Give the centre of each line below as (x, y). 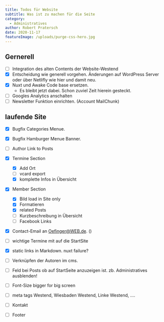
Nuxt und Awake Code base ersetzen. (50, 85)
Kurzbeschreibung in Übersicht (51, 215)
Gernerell (20, 57)
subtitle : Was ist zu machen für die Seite (50, 14)
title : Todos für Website (31, 10)
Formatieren (32, 205)
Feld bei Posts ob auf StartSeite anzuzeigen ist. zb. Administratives (80, 270)
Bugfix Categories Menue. (38, 129)
